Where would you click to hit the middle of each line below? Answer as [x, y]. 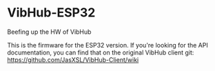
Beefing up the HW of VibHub [49, 32]
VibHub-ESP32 [51, 13]
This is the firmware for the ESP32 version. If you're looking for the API [107, 45]
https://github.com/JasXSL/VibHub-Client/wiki [73, 59]
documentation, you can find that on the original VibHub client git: [101, 52]
